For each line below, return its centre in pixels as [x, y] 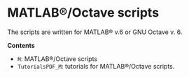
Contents [21, 45]
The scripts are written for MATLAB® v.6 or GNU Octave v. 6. [95, 32]
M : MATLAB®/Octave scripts [57, 59]
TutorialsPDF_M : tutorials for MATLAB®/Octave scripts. [96, 66]
